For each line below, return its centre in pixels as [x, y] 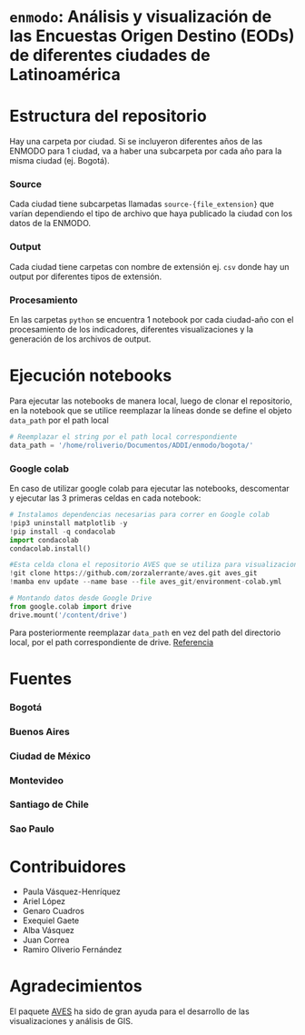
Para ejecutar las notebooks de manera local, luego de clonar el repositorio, [151, 401]
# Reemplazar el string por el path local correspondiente [123, 437]
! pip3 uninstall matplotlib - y [69, 523]
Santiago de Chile [49, 804]
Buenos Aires [39, 731]
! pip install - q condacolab [63, 532]
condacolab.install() [50, 548]
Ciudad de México [50, 756]
